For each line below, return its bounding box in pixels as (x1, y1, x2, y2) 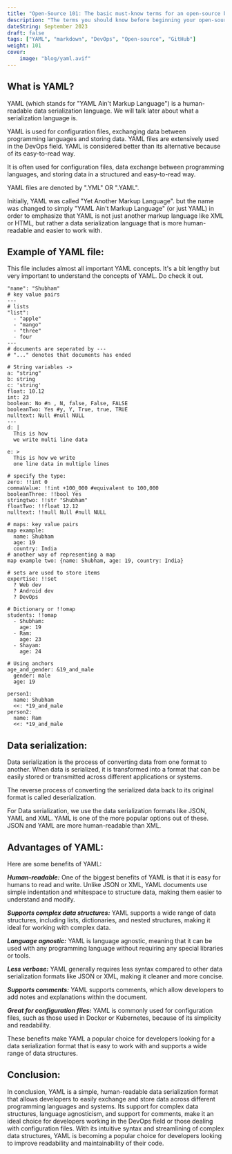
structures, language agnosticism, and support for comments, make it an (7, 1109, 214, 1117)
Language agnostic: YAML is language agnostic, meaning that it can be (7, 937, 213, 944)
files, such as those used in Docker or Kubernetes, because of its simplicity (7, 1014, 222, 1022)
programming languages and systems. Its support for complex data (7, 1102, 199, 1110)
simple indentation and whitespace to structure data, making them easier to (7, 888, 222, 896)
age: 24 (19, 648, 41, 655)
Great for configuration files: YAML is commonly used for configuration (7, 1007, 213, 1014)
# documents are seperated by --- (7, 346, 107, 353)
